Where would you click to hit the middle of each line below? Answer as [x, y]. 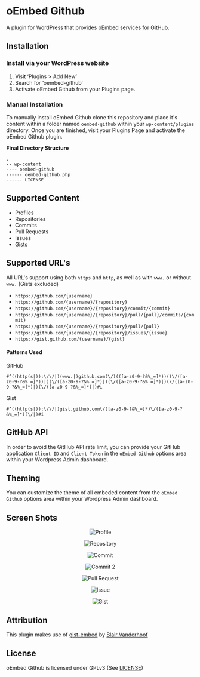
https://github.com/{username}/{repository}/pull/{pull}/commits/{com [104, 315]
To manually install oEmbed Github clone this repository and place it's [92, 117]
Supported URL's [38, 263]
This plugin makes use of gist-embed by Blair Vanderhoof [77, 635]
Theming [23, 478]
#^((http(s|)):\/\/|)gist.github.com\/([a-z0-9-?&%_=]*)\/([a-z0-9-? [95, 409]
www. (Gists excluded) [32, 284]
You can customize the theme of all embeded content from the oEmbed [92, 493]
